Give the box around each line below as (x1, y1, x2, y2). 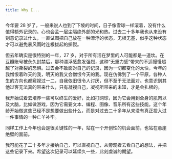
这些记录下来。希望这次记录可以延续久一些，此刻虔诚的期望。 (5, 148, 136, 154)
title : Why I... (5, 7, 40, 13)
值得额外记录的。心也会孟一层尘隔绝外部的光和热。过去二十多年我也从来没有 (5, 29, 167, 35)
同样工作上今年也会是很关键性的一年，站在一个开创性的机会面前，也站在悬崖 (5, 124, 167, 130)
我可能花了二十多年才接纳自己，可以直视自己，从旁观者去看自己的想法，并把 (5, 142, 167, 148)
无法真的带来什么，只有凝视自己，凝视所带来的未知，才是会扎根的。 (18, 84, 162, 90)
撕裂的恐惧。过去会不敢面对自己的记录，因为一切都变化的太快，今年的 (18, 65, 167, 71)
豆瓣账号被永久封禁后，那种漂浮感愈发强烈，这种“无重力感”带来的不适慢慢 (5, 58, 162, 64)
